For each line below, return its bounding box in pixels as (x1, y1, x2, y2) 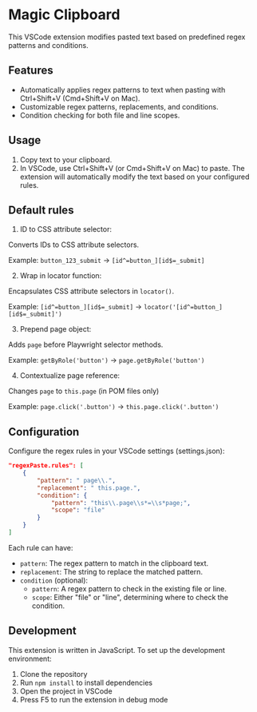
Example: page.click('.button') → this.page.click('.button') (8, 402, 219, 412)
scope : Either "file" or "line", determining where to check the (31, 592, 229, 602)
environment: (8, 654, 52, 663)
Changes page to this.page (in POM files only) (8, 386, 160, 396)
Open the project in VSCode (19, 686, 113, 696)
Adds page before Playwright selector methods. (8, 340, 164, 349)
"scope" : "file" (50, 506, 105, 515)
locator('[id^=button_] (143, 304, 223, 312)
